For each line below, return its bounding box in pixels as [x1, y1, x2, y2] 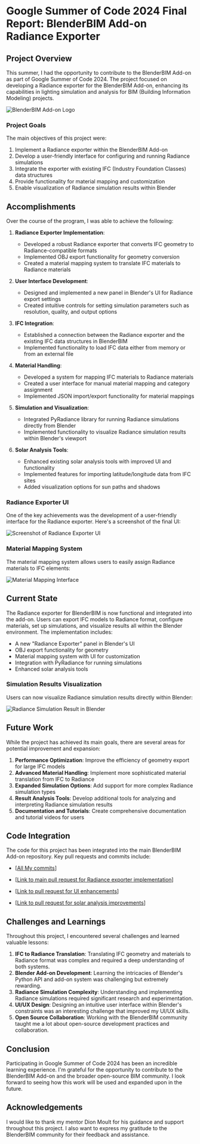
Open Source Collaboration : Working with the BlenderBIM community [14, 1014, 188, 1021]
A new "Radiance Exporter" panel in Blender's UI [14, 640, 135, 647]
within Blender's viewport [23, 435, 87, 442]
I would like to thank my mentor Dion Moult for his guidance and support [6, 1118, 184, 1125]
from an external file [23, 351, 73, 358]
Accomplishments [6, 201, 76, 211]
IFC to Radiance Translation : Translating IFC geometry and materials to [14, 950, 191, 958]
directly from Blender [23, 422, 76, 430]
